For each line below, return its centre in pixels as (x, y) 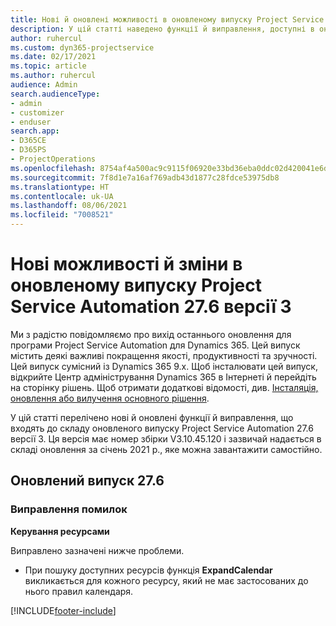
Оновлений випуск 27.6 (87, 481)
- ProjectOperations (53, 159)
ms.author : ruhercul (53, 76)
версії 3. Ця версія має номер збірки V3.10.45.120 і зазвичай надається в (166, 438)
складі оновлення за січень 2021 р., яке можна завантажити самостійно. (166, 449)
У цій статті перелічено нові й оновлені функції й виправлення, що (152, 417)
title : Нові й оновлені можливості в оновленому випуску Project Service (167, 19)
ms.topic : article (48, 66)
